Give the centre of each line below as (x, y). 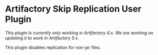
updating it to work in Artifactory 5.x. (42, 38)
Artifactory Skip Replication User (73, 9)
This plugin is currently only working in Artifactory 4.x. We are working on (79, 33)
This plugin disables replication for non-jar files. (53, 47)
